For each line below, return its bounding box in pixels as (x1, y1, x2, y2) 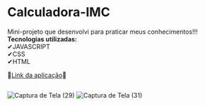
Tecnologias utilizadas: (7, 34, 78, 43)
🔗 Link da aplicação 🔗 (7, 71, 67, 79)
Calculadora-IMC (7, 4, 111, 20)
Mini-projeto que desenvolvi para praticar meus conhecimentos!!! (7, 27, 198, 36)
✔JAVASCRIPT (7, 42, 51, 51)
